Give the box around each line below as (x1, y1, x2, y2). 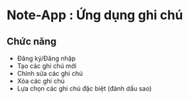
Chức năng (6, 35, 57, 48)
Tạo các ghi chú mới (16, 62, 77, 70)
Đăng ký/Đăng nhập (16, 54, 76, 62)
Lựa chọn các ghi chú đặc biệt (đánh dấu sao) (16, 84, 152, 92)
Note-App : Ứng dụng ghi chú (6, 7, 183, 23)
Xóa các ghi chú (16, 77, 65, 85)
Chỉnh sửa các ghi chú (16, 70, 83, 77)
